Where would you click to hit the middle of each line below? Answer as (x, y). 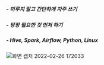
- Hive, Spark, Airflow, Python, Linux (52, 40)
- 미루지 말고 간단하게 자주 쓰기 (42, 9)
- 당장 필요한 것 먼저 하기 (34, 25)
